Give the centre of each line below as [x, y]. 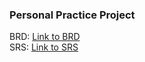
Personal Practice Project [72, 15]
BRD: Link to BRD [45, 37]
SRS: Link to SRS [44, 47]
